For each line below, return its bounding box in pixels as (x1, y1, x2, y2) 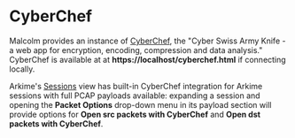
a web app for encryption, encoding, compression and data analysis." (9, 44, 263, 55)
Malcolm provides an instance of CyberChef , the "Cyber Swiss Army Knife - (9, 35, 286, 46)
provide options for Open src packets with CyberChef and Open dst (9, 109, 261, 119)
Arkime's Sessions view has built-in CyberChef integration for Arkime (9, 80, 263, 91)
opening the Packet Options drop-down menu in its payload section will (9, 99, 272, 110)
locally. (9, 64, 35, 74)
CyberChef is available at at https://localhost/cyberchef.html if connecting (9, 54, 286, 65)
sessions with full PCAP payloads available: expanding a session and (9, 90, 260, 101)
